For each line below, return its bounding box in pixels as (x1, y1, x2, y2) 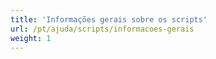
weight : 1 (10, 33, 52, 43)
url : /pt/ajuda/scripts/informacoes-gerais (10, 24, 195, 34)
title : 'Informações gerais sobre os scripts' (10, 14, 208, 25)
